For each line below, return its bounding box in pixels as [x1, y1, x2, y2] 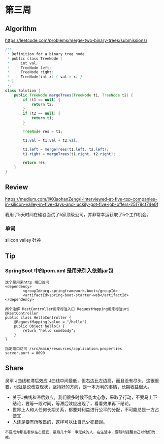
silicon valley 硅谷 [5, 237, 41, 243]
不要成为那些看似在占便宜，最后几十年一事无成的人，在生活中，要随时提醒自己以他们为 [5, 429, 156, 435]
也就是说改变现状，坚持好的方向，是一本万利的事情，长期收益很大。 [13, 383, 152, 389]
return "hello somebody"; [23, 328, 76, 333]
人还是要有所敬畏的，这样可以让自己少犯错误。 [12, 419, 107, 425]
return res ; [23, 160, 48, 165]
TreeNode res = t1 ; [23, 129, 63, 134]
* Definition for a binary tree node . [7, 51, 87, 57]
